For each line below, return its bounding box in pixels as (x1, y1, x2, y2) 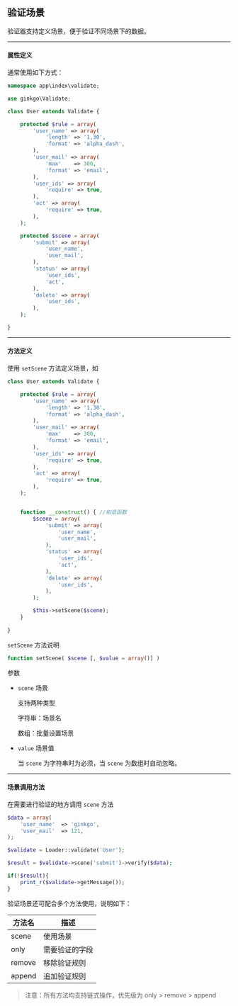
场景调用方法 (7, 783, 45, 791)
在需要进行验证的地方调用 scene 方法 (7, 800, 114, 808)
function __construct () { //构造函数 (20, 509, 127, 516)
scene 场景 (17, 683, 48, 692)
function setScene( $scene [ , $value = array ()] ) (7, 655, 160, 662)
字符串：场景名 (17, 713, 62, 722)
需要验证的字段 (43, 944, 93, 954)
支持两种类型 (17, 699, 55, 707)
